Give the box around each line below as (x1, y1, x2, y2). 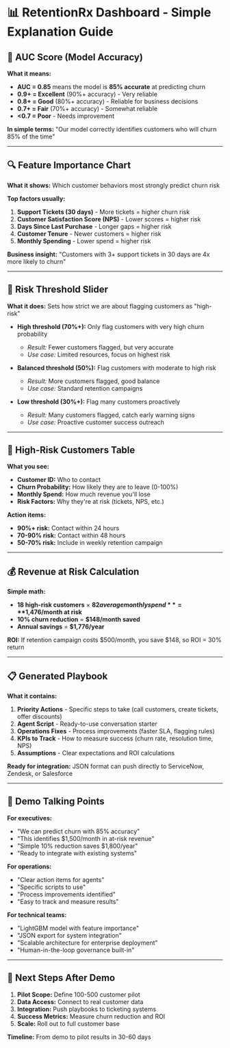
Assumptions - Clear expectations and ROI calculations (16, 749, 175, 757)
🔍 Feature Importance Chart (7, 160, 131, 171)
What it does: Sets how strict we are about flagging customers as (7, 302, 193, 310)
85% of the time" (7, 132, 55, 141)
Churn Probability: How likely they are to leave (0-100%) (16, 483, 179, 491)
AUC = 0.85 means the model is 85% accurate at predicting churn (16, 83, 205, 90)
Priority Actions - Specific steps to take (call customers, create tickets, (16, 705, 219, 714)
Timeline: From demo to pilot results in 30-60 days (7, 1032, 152, 1041)
